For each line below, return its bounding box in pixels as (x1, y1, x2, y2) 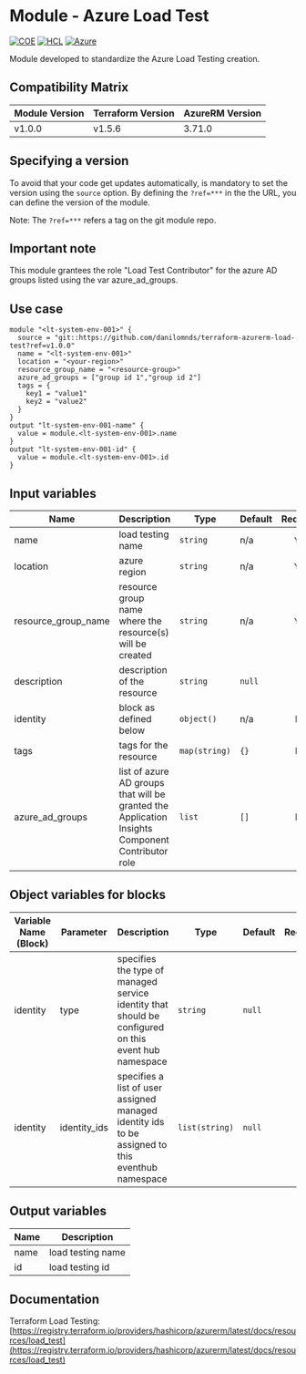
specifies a (117, 1069, 164, 1082)
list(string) (177, 1122, 234, 1132)
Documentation (9, 1292, 100, 1307)
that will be (118, 788, 166, 801)
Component (118, 833, 170, 846)
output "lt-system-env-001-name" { (9, 421, 145, 430)
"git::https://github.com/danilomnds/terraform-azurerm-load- (54, 334, 296, 343)
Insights (118, 822, 153, 834)
